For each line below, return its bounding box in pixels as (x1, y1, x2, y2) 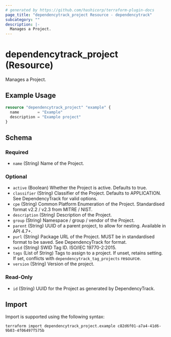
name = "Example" (10, 110, 63, 115)
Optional (5, 173, 27, 180)
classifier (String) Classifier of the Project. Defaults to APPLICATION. (12, 190, 161, 196)
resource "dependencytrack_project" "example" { (5, 104, 111, 110)
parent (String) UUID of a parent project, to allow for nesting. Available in (12, 223, 166, 229)
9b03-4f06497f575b (5, 328, 45, 333)
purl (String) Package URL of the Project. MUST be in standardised (12, 234, 155, 240)
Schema (5, 133, 32, 142)
